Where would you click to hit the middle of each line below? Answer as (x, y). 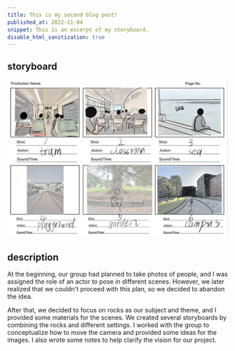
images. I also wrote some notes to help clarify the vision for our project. (112, 340)
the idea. (20, 297)
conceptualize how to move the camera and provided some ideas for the (112, 333)
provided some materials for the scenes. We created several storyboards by (117, 318)
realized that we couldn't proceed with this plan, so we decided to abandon (116, 289)
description (33, 257)
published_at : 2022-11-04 (45, 22)
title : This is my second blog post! (62, 15)
